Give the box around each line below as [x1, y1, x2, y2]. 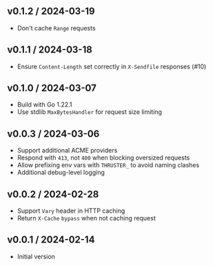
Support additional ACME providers [17, 146, 118, 155]
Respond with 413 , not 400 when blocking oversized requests [17, 153, 190, 162]
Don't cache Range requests [17, 23, 96, 32]
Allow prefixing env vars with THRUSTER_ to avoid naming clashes [17, 161, 200, 169]
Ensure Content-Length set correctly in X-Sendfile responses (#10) [17, 62, 207, 70]
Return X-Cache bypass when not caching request [17, 214, 156, 222]
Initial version [17, 252, 55, 260]
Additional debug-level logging [17, 169, 105, 177]
